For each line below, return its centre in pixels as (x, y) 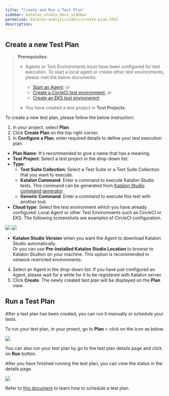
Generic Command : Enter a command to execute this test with (85, 196)
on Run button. (21, 353)
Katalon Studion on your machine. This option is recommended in (81, 254)
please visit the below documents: (61, 77)
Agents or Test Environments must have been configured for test (93, 67)
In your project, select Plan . (41, 128)
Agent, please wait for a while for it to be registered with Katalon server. (87, 275)
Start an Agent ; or (51, 87)
